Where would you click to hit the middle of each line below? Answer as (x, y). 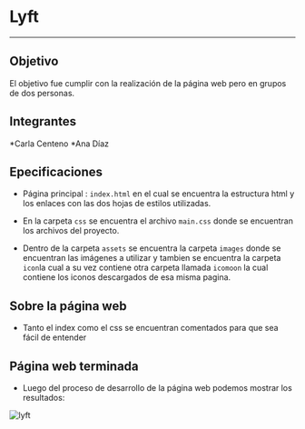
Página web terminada (74, 366)
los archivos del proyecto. (71, 231)
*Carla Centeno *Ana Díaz (59, 144)
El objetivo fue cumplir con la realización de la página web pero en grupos (148, 83)
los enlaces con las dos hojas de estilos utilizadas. (117, 204)
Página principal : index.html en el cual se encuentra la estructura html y (158, 194)
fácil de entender (54, 337)
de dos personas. (42, 93)
